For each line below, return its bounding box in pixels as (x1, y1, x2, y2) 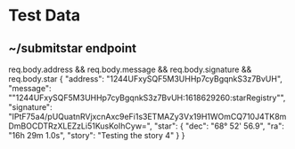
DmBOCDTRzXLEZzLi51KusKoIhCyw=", (8, 121, 152, 131)
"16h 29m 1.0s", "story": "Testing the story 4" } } (8, 130, 185, 140)
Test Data (8, 5, 81, 26)
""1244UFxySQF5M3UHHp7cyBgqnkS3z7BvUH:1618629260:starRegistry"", (8, 92, 286, 103)
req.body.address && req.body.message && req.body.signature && (8, 64, 252, 74)
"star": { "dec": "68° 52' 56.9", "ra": (153, 121, 284, 131)
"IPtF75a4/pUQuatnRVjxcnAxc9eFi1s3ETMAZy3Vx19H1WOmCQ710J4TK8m (8, 112, 287, 122)
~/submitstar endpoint (8, 41, 137, 56)
